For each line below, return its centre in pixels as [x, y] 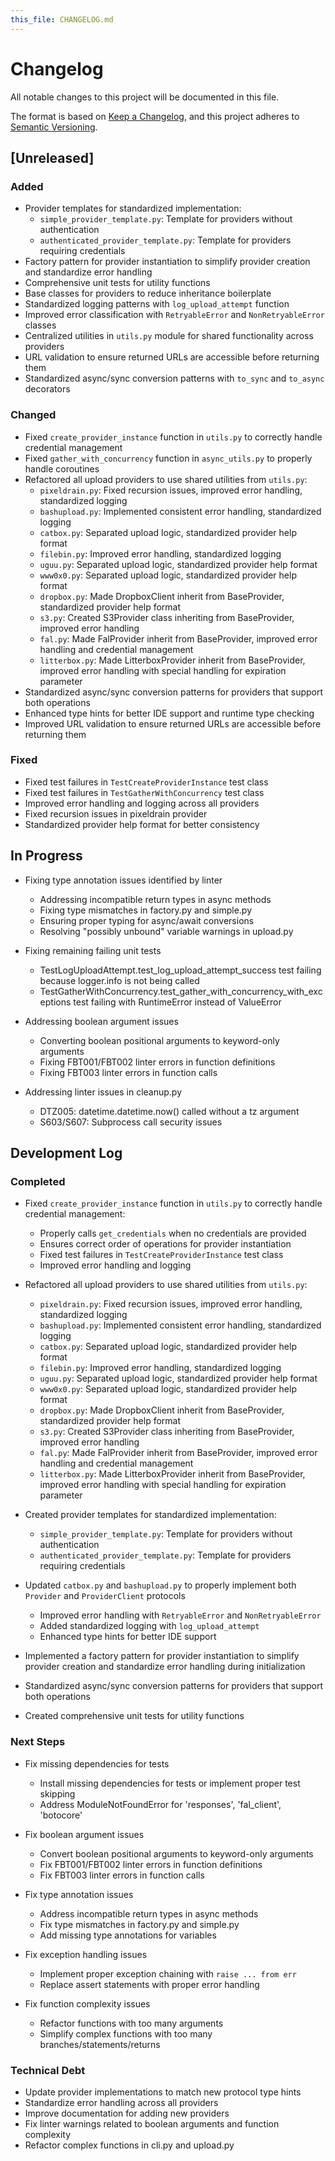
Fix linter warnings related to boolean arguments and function [152, 2123]
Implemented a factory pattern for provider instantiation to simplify [162, 1656]
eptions [55, 1002]
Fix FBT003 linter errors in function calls [122, 1875]
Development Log [66, 1153]
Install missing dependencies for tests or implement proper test [170, 1783]
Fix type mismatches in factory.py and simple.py [139, 1924]
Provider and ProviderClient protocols [105, 1596]
